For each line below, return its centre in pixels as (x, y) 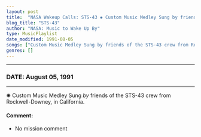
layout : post (22, 12)
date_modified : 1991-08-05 (40, 39)
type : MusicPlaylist (32, 34)
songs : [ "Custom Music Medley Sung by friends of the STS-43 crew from (97, 45)
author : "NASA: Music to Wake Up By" (53, 28)
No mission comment (41, 129)
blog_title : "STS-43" (33, 23)
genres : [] (20, 51)
